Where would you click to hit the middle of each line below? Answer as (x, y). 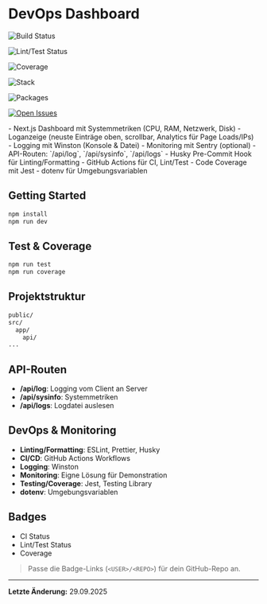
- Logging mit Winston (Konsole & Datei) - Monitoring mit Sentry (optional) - (132, 145)
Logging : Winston (49, 466)
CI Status (35, 536)
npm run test (30, 265)
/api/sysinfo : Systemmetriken (69, 397)
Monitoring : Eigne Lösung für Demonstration (93, 475)
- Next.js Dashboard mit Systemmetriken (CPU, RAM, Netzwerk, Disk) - (125, 128)
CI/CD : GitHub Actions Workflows (75, 458)
